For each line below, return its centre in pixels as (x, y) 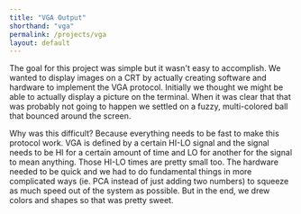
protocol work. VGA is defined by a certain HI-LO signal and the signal (139, 143)
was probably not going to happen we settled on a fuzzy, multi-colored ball (149, 107)
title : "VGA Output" (48, 18)
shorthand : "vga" (42, 26)
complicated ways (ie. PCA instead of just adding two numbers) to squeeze (149, 182)
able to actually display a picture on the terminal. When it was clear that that (150, 97)
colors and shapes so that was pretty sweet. (91, 201)
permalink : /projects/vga (58, 34)
